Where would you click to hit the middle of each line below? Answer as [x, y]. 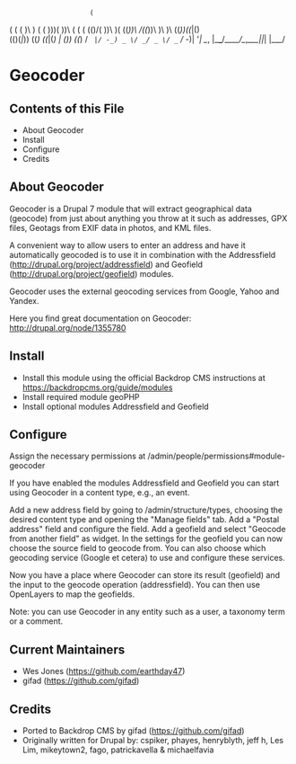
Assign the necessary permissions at [78, 456]
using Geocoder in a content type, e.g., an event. [100, 493]
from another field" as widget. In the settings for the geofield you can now [146, 538]
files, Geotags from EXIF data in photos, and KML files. [110, 227]
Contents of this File [67, 108]
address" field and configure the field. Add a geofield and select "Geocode [148, 529]
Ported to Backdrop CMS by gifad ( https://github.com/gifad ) [133, 731]
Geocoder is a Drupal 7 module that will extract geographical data [131, 209]
